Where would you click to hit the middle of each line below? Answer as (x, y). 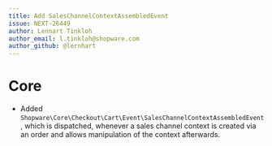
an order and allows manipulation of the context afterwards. (120, 135)
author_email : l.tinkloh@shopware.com (74, 39)
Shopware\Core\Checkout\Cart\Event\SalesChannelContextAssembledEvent (142, 118)
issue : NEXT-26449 (39, 24)
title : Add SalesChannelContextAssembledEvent (89, 16)
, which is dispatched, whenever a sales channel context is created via (138, 126)
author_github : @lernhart (52, 46)
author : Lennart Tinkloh (50, 31)
